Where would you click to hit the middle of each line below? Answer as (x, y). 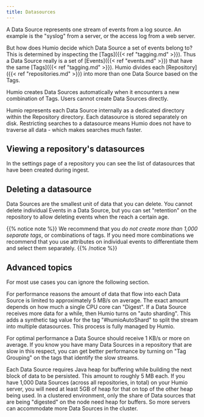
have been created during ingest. (48, 170)
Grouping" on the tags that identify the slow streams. (73, 358)
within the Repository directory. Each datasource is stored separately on (97, 117)
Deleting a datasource (49, 189)
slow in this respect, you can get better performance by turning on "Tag (97, 351)
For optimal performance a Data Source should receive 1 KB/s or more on (98, 338)
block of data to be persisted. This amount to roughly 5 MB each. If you (96, 376)
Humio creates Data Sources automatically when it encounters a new (93, 92)
